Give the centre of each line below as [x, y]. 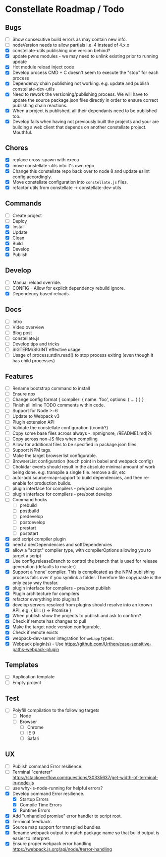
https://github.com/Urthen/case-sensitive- [108, 644]
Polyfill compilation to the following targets [56, 710]
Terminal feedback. [32, 822]
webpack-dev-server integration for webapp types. [63, 638]
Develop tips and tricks [36, 344]
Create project [27, 215]
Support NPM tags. [32, 450]
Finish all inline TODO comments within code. [58, 405]
